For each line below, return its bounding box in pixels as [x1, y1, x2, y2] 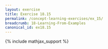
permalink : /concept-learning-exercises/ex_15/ [5, 16, 104, 21]
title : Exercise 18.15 [5, 12, 51, 16]
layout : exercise [5, 7, 40, 12]
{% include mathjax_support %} [5, 38, 69, 44]
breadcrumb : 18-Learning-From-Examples [5, 20, 86, 26]
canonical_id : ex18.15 [5, 25, 51, 30]
